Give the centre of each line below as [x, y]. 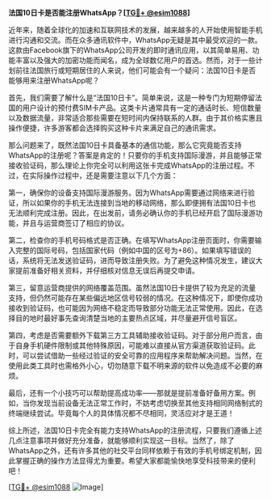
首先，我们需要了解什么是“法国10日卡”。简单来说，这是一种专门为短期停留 [132, 97]
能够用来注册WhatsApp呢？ [54, 81]
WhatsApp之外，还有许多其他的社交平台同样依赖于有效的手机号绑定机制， [132, 451]
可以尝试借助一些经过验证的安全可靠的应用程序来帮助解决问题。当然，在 [142, 356]
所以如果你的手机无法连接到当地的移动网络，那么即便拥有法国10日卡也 [139, 203]
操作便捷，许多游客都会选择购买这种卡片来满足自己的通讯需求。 [114, 128]
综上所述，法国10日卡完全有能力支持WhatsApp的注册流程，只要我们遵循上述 [135, 430]
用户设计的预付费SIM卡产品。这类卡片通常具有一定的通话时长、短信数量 [142, 108]
